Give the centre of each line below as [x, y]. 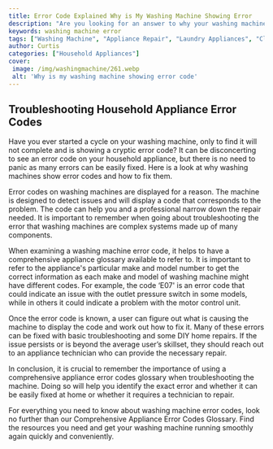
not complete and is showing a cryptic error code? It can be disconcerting [132, 150]
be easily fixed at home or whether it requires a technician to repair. [121, 395]
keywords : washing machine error [65, 31]
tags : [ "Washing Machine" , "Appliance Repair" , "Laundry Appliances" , [130, 39]
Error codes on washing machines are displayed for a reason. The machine [134, 192]
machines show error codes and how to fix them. [91, 177]
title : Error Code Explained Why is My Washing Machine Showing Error [130, 16]
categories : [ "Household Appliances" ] [74, 54]
